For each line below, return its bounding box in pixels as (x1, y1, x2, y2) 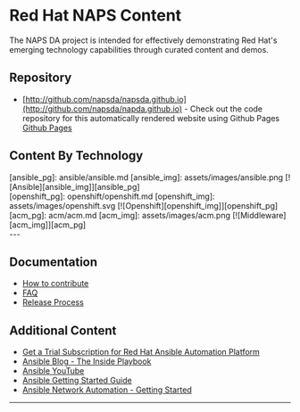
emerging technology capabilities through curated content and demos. (9, 44, 270, 54)
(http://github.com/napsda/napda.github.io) (21, 103, 183, 114)
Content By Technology (9, 148, 144, 163)
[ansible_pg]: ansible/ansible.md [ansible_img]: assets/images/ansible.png (9, 171, 284, 183)
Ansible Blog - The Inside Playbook (21, 356, 152, 367)
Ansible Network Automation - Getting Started (21, 384, 192, 395)
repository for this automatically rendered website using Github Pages (21, 112, 280, 123)
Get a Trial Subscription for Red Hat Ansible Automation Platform (21, 347, 261, 358)
